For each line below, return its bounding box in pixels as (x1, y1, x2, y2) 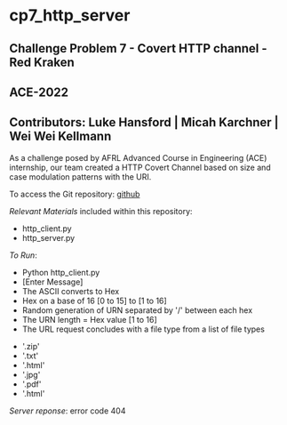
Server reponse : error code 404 (9, 405, 126, 416)
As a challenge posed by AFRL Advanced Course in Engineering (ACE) (9, 152, 267, 163)
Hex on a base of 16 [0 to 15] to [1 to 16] (21, 295, 167, 306)
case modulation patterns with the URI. (9, 171, 152, 182)
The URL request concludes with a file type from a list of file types (21, 324, 265, 334)
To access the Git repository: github (9, 188, 140, 199)
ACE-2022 (9, 84, 69, 100)
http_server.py (21, 232, 76, 243)
